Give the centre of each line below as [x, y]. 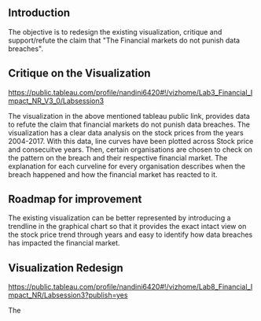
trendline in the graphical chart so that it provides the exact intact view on [127, 227]
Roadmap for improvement [75, 199]
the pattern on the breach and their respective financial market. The [118, 157]
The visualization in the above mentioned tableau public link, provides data [129, 116]
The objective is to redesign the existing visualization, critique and [115, 31]
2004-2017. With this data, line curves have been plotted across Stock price [131, 141]
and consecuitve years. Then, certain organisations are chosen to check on [130, 149]
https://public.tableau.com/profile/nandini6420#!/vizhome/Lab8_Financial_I [130, 287]
